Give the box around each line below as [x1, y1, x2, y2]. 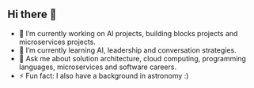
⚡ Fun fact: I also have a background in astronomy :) [18, 71, 189, 80]
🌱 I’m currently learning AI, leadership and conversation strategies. [18, 45, 237, 55]
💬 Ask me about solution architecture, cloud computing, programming [18, 53, 247, 63]
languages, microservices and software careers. [18, 62, 177, 71]
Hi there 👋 [7, 8, 57, 21]
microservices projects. [18, 37, 97, 46]
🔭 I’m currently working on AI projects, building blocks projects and [18, 28, 238, 38]
